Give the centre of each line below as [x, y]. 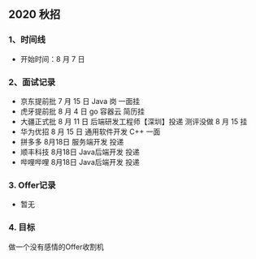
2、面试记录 [32, 82]
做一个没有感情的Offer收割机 [56, 247]
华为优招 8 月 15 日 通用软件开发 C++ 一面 [90, 132]
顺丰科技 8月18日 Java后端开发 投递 [80, 152]
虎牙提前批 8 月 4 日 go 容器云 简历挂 [82, 111]
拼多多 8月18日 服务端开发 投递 [72, 141]
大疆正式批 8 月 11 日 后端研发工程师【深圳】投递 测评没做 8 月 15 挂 [134, 121]
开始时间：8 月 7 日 [52, 58]
